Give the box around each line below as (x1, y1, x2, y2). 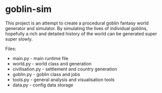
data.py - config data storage (12, 81, 74, 88)
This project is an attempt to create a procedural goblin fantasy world (5, 20, 149, 26)
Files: (5, 45, 17, 51)
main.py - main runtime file (12, 55, 69, 61)
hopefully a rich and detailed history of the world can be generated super (5, 30, 157, 36)
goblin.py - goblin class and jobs (12, 71, 80, 77)
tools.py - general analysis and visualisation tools (12, 76, 115, 82)
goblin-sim (5, 3, 52, 15)
